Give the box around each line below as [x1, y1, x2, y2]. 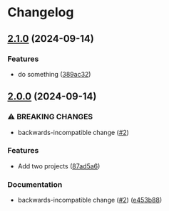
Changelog [7, 4, 74, 21]
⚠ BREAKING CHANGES [7, 112, 93, 121]
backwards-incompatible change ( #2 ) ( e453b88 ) [17, 196, 163, 205]
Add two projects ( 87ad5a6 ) [17, 161, 101, 171]
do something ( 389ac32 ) [17, 70, 91, 78]
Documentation [7, 179, 63, 189]
